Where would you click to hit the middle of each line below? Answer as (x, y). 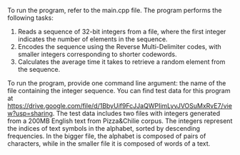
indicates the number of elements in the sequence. (92, 39)
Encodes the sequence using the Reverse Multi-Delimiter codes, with (119, 47)
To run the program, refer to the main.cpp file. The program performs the (115, 10)
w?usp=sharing (30, 113)
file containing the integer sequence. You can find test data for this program (119, 91)
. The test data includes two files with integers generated (136, 113)
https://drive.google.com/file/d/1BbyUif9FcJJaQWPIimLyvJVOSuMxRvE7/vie (120, 106)
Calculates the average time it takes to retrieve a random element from (121, 62)
